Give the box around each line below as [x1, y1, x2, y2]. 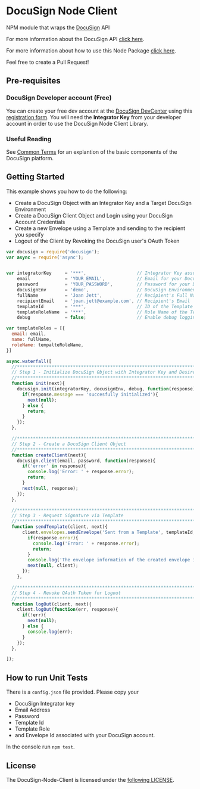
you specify [14, 231, 44, 238]
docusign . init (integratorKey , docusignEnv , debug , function [17, 386, 169, 392]
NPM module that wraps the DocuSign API [6, 24, 110, 31]
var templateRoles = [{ [6, 325, 65, 331]
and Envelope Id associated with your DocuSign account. [14, 732, 155, 739]
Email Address [14, 706, 51, 713]
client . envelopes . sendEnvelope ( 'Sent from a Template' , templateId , [21, 529, 196, 536]
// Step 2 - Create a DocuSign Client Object [11, 441, 127, 447]
